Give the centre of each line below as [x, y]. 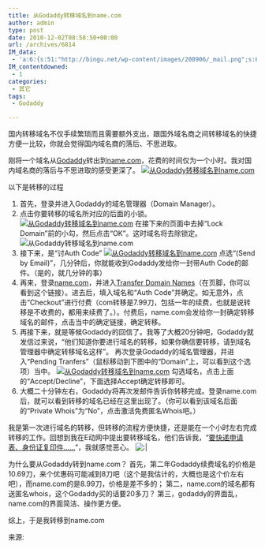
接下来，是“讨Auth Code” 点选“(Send [137, 253]
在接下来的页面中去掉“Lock [179, 224]
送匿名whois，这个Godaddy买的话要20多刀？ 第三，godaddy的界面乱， [125, 494]
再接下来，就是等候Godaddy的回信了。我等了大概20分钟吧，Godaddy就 [136, 332]
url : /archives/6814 [42, 45]
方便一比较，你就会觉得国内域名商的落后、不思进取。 [95, 144]
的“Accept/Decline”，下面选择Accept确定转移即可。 [104, 381]
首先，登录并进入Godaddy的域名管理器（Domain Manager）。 [119, 204]
